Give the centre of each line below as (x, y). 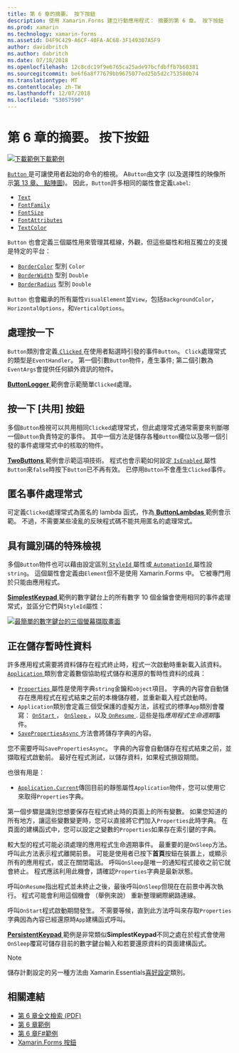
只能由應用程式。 (38, 582)
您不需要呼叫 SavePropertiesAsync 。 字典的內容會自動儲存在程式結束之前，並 (119, 748)
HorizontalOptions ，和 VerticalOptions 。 (68, 308)
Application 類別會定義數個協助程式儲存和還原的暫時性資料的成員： (107, 673)
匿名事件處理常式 (45, 494)
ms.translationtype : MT (43, 80)
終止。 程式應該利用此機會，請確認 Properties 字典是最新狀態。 (105, 871)
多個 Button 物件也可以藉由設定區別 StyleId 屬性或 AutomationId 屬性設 (110, 565)
